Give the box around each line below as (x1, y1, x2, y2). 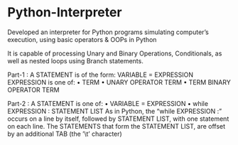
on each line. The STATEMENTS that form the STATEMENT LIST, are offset (7, 122, 226, 130)
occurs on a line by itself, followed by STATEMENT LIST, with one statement (7, 114, 229, 123)
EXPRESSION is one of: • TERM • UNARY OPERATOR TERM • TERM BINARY (7, 77, 231, 86)
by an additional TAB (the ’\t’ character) (7, 129, 122, 138)
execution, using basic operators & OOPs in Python (7, 35, 157, 43)
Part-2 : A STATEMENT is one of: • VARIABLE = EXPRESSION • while (7, 99, 208, 107)
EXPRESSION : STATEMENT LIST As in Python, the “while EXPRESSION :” (7, 107, 222, 115)
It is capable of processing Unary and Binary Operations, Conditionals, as (7, 49, 222, 58)
